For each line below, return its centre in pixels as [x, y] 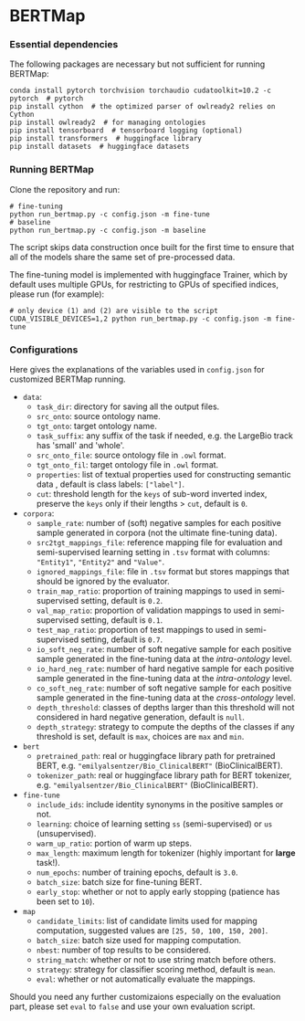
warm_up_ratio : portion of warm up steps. [114, 843]
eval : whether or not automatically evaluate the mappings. [146, 979]
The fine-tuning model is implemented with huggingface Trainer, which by [148, 274]
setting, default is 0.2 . [121, 601]
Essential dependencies [64, 45]
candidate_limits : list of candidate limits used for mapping [147, 921]
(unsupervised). [66, 834]
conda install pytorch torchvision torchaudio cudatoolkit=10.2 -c [141, 91]
